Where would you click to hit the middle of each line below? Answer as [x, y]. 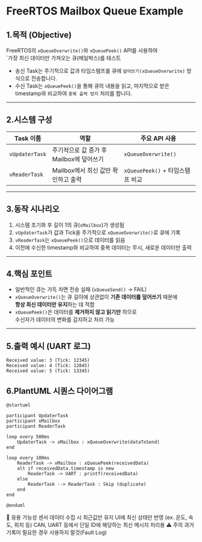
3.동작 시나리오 [33, 209]
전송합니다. [44, 78]
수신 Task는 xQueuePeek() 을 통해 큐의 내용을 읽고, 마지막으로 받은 [92, 86]
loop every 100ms [28, 458]
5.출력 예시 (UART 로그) [49, 346]
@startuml [19, 405]
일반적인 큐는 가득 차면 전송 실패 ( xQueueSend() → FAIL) [81, 289]
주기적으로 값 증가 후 [79, 150]
